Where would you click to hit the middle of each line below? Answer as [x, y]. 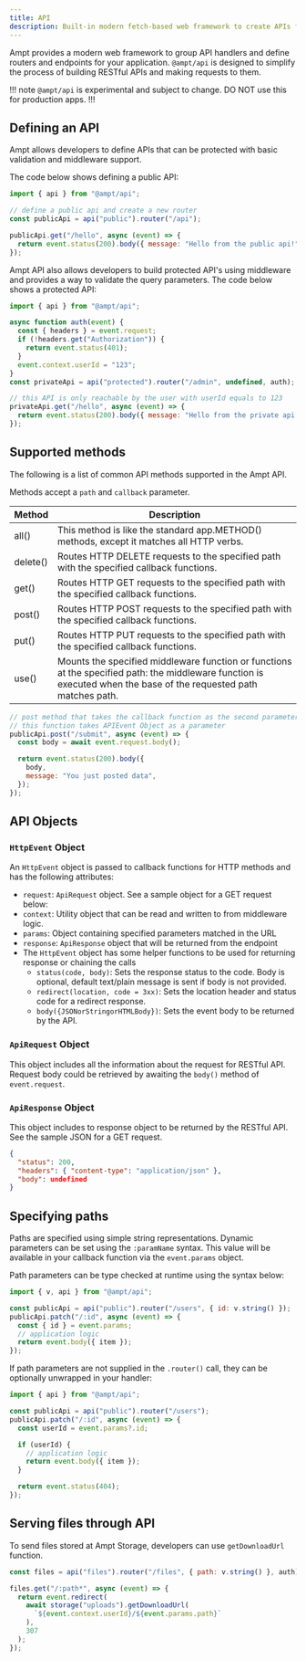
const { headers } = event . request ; [87, 331]
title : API [30, 18]
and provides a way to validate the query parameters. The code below [141, 279]
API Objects [44, 821]
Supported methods [67, 452]
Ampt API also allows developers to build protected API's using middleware [150, 269]
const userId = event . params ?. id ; [83, 1428]
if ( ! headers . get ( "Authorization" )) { [92, 340]
